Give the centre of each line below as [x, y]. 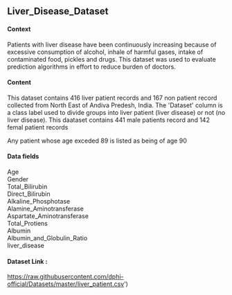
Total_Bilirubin [27, 187]
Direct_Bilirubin [29, 194]
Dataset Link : [27, 261]
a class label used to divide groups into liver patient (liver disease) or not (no [116, 112]
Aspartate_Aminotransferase [48, 216]
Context [19, 29]
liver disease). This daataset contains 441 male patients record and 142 [108, 120]
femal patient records [38, 127]
